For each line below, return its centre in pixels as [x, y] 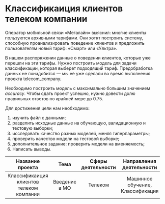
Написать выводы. [32, 149]
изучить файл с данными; [39, 117]
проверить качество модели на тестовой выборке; [66, 139]
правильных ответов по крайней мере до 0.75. [54, 98]
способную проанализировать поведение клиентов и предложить [75, 43]
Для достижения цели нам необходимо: [47, 108]
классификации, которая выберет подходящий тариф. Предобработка [79, 68]
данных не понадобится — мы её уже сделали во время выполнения [78, 73]
